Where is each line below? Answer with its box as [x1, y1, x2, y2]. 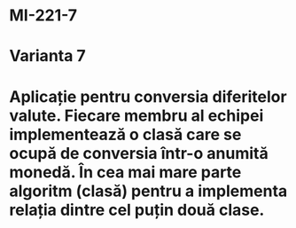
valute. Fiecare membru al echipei [9, 106, 264, 125]
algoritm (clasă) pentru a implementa [9, 181, 288, 200]
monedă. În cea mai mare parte [9, 161, 242, 182]
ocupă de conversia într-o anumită [9, 143, 269, 163]
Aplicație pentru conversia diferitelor [9, 86, 287, 106]
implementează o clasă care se [9, 124, 242, 145]
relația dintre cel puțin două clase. [9, 200, 265, 220]
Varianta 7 [9, 46, 86, 67]
